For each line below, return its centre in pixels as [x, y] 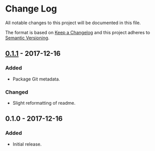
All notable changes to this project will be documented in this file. [73, 23]
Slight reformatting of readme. [44, 103]
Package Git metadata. [36, 79]
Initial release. [27, 144]
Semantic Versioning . [27, 38]
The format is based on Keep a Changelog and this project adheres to [78, 32]
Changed [17, 92]
